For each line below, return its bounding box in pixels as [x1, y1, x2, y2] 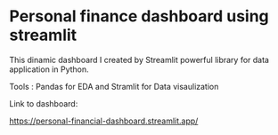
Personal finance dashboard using [9, 6, 269, 27]
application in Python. [9, 64, 89, 75]
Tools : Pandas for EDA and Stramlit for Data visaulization [9, 81, 219, 91]
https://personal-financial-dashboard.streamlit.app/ [9, 115, 199, 126]
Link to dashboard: [9, 98, 78, 108]
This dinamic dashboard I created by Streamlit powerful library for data [9, 54, 270, 65]
